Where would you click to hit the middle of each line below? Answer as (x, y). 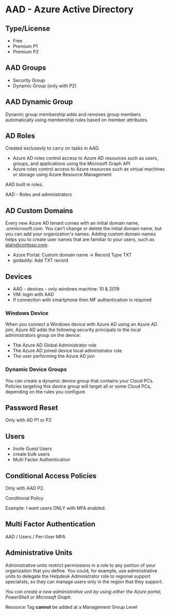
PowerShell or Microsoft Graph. (39, 597)
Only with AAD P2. (25, 488)
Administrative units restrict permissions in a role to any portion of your (80, 565)
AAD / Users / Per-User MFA (35, 536)
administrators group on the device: (43, 335)
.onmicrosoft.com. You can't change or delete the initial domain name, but (83, 229)
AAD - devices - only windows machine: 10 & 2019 (66, 289)
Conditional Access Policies (51, 476)
